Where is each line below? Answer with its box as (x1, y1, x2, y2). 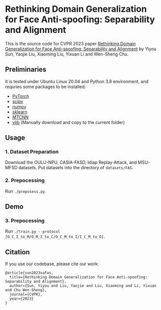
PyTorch (12, 93, 29, 99)
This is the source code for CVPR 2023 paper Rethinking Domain (5, 40, 136, 46)
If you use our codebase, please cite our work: (5, 261, 99, 267)
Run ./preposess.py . (5, 188, 46, 194)
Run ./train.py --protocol (5, 228, 60, 234)
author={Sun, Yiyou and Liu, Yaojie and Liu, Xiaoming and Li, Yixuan (9, 283, 157, 288)
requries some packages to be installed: (5, 84, 86, 90)
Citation (5, 248, 30, 256)
